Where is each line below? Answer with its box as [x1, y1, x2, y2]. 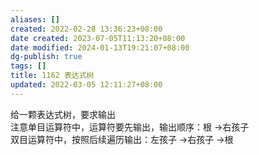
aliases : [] [10, 14, 60, 25]
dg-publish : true [10, 52, 83, 62]
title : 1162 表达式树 [10, 71, 95, 81]
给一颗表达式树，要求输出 [10, 108, 116, 120]
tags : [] [10, 61, 47, 71]
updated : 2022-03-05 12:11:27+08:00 [10, 80, 163, 90]
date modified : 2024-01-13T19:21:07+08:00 [10, 42, 190, 53]
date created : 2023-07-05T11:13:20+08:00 [10, 33, 186, 43]
